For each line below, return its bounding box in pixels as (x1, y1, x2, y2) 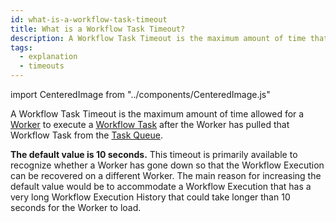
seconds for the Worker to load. (10, 202, 142, 213)
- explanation (19, 52, 78, 62)
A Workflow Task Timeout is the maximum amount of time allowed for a (10, 108, 305, 120)
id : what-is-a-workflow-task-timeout (10, 14, 168, 25)
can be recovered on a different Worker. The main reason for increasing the (10, 170, 322, 181)
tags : (10, 42, 33, 53)
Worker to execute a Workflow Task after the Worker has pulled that (10, 119, 290, 130)
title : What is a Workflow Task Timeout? (10, 24, 186, 34)
